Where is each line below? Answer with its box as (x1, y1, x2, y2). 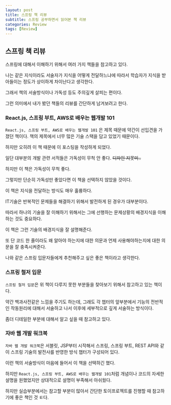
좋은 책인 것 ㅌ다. (14, 394, 49, 400)
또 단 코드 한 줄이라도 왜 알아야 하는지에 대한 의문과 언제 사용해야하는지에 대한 (5, 237, 161, 243)
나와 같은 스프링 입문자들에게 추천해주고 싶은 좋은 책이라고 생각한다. (5, 255, 140, 261)
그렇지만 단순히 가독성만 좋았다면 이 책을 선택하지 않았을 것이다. (5, 177, 132, 183)
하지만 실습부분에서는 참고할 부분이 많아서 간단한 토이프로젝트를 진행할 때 (5, 388, 152, 394)
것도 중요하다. (14, 216, 42, 222)
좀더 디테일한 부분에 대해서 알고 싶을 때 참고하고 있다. (5, 316, 111, 322)
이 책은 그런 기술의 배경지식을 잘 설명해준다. (5, 227, 93, 233)
